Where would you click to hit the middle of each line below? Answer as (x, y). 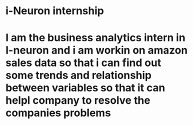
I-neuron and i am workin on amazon (96, 50)
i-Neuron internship (55, 11)
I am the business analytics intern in (96, 38)
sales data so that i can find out (83, 63)
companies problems (58, 113)
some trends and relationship (79, 75)
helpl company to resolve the (78, 101)
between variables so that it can (85, 88)
